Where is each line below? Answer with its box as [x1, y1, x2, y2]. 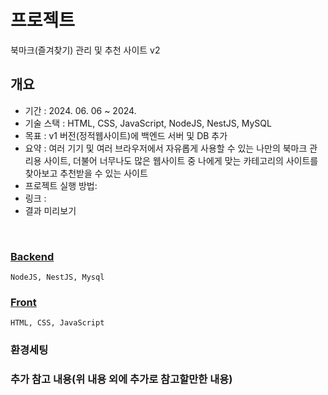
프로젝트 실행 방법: [24, 179, 98, 191]
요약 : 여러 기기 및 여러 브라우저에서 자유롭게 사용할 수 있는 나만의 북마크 [24, 142, 308, 154]
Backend [10, 249, 55, 263]
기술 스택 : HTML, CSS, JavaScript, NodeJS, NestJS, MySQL [24, 117, 272, 129]
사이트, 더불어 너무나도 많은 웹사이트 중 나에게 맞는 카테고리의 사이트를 [43, 154, 319, 166]
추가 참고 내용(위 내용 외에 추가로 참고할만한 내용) [10, 372, 233, 386]
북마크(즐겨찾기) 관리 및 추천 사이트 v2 [10, 44, 161, 56]
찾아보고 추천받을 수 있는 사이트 [24, 167, 148, 179]
